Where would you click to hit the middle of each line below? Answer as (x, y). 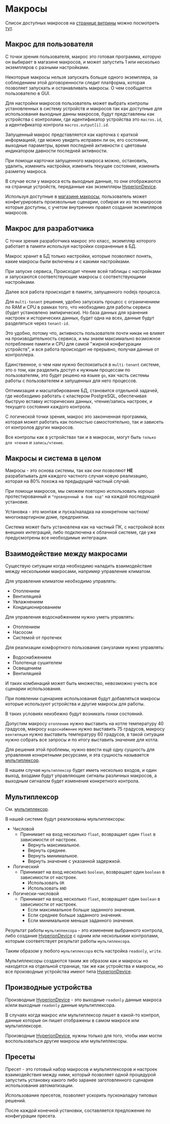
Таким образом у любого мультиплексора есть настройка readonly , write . (84, 951)
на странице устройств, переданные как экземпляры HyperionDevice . (81, 186)
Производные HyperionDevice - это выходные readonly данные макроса (83, 1000)
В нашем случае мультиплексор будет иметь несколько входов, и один (81, 770)
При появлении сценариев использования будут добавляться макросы (83, 699)
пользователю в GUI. (28, 93)
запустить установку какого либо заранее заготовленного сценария (79, 1080)
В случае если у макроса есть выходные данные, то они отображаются (83, 181)
